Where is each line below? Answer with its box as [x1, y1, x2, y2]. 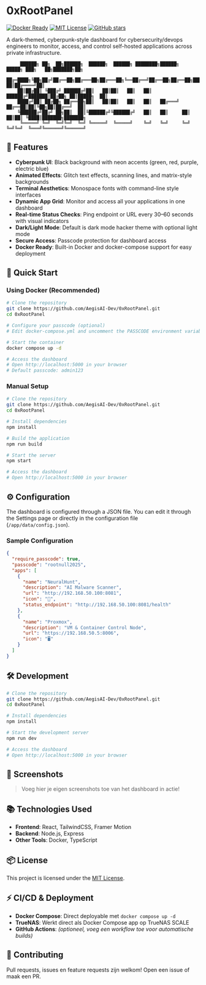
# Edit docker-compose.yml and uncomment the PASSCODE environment [6, 328, 183, 334]
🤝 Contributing [6, 950, 64, 960]
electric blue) [15, 165, 49, 172]
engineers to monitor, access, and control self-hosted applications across [6, 42, 193, 50]
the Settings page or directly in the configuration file [6, 514, 139, 522]
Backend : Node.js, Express [15, 830, 85, 838]
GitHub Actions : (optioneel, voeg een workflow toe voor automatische [15, 925, 194, 933]
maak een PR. [6, 972, 42, 980]
